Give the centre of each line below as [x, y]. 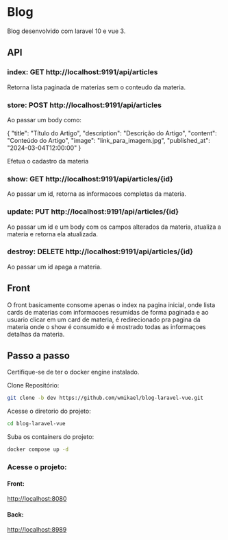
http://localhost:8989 [37, 530]
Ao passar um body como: [45, 120]
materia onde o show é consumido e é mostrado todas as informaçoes [107, 326]
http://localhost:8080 [37, 499]
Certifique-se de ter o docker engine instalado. [73, 372]
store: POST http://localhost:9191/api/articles [85, 105]
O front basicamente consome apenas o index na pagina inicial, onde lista [111, 305]
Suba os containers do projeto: [51, 437]
